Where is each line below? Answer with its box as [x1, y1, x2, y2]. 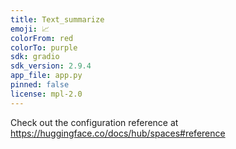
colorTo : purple [10, 42, 78, 53]
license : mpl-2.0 [10, 89, 83, 99]
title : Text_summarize [10, 14, 105, 25]
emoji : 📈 [10, 24, 50, 34]
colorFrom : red [10, 33, 74, 43]
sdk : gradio [10, 52, 60, 62]
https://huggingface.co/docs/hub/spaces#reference [10, 127, 226, 139]
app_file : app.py [10, 71, 83, 81]
